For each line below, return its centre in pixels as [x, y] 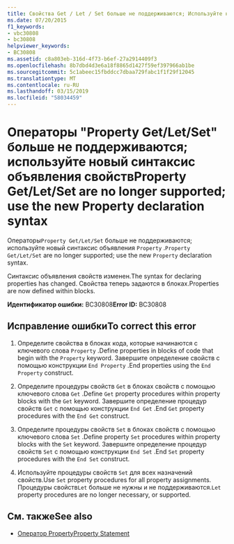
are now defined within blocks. [51, 290]
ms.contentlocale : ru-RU [43, 85]
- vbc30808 [23, 33]
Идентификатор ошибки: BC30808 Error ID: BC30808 [87, 304]
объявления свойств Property [97, 177]
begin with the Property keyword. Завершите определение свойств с [119, 358]
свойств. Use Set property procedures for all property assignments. [114, 480]
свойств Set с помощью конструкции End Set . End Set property [111, 451]
